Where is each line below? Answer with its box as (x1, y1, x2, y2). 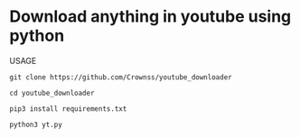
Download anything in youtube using (9, 6, 292, 27)
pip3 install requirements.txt (9, 104, 127, 114)
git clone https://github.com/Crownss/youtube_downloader (9, 72, 232, 82)
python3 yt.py (9, 120, 63, 129)
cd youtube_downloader (9, 88, 95, 97)
